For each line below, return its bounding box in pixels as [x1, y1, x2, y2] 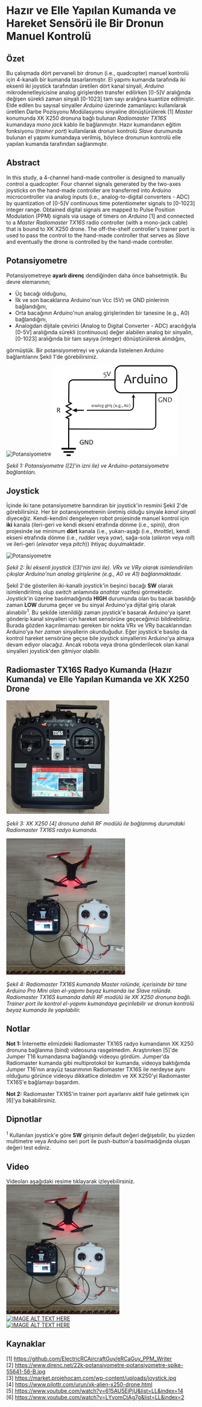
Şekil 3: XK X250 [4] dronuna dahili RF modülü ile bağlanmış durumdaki [6, 819, 185, 827]
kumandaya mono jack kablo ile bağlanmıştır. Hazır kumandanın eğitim [6, 121, 181, 128]
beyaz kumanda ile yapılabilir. [6, 1006, 81, 1014]
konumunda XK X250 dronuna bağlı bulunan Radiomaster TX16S [6, 114, 167, 122]
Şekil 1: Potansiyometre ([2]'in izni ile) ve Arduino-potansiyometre [6, 462, 169, 469]
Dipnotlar [6, 1114, 42, 1124]
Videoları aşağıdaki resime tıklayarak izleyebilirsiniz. [6, 1178, 135, 1185]
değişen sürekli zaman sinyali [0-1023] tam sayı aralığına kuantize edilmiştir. [6, 95, 195, 102]
